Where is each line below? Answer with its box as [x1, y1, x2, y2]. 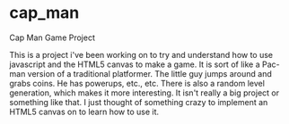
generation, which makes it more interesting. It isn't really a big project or [9, 87, 280, 98]
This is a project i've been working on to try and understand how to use [9, 49, 274, 60]
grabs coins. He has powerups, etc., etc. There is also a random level [9, 78, 265, 88]
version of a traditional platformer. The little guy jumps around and [27, 68, 272, 79]
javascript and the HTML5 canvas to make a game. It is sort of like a [9, 59, 260, 70]
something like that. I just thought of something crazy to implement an [9, 96, 268, 107]
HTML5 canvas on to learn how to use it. [9, 106, 160, 117]
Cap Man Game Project [9, 32, 96, 43]
